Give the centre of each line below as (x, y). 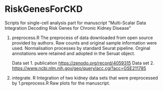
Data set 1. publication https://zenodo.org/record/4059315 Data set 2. (83, 63)
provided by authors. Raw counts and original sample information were (84, 43)
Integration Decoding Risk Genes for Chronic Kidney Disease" (68, 28)
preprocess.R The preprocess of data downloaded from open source (82, 38)
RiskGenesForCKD (44, 9)
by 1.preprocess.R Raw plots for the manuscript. (61, 83)
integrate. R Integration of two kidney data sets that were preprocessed (85, 78)
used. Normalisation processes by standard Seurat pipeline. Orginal (81, 48)
